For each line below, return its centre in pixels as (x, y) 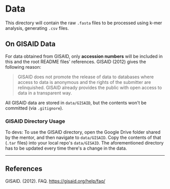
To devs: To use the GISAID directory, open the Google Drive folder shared (83, 132)
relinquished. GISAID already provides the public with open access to (90, 87)
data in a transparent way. (45, 93)
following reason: (23, 67)
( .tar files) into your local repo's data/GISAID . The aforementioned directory (84, 143)
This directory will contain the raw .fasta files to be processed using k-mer (84, 23)
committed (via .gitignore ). (34, 108)
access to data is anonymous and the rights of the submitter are (84, 82)
